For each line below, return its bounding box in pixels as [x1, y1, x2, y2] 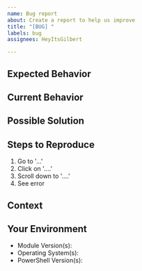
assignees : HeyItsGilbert [7, 36, 82, 43]
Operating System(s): [17, 249, 79, 257]
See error [17, 179, 45, 188]
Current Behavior [7, 91, 84, 103]
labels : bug [7, 29, 42, 37]
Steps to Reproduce [7, 138, 95, 150]
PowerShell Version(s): [17, 256, 84, 265]
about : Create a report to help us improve [7, 17, 136, 24]
